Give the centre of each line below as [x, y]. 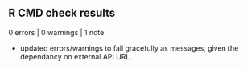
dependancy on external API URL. [76, 56]
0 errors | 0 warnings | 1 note [56, 32]
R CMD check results [62, 13]
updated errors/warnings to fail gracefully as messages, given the [129, 48]
